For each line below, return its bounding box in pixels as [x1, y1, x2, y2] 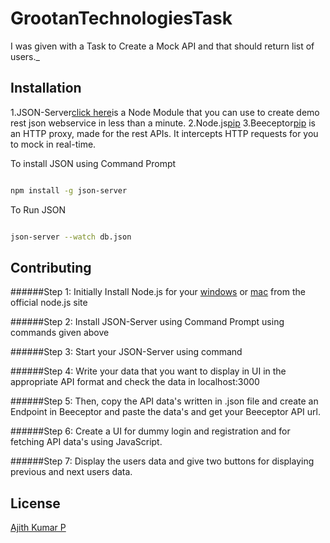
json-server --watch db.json [10, 232, 132, 242]
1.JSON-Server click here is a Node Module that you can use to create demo [10, 106, 320, 118]
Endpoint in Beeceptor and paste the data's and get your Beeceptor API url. [10, 406, 321, 418]
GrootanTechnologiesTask [10, 7, 233, 30]
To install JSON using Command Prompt [10, 157, 177, 169]
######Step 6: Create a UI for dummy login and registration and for [10, 425, 291, 437]
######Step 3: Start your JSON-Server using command [10, 346, 243, 358]
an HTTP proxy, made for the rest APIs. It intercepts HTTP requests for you [10, 127, 319, 139]
